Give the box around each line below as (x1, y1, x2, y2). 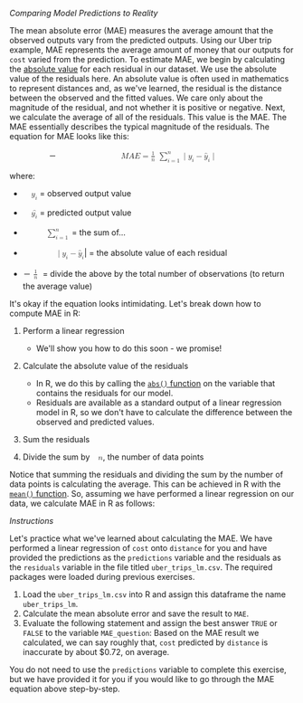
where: (9, 170, 36, 181)
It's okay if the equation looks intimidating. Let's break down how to (9, 298, 261, 309)
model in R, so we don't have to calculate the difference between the (35, 406, 293, 417)
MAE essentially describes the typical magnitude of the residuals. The (9, 121, 270, 132)
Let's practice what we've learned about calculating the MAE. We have (9, 533, 273, 544)
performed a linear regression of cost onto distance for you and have (9, 542, 268, 553)
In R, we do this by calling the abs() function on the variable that (35, 377, 276, 388)
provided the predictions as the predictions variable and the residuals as (9, 552, 282, 563)
